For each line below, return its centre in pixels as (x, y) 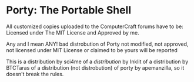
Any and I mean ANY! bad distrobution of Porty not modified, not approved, (97, 44)
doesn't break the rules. (35, 74)
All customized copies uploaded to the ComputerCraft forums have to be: (95, 26)
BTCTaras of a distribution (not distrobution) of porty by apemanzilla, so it (95, 67)
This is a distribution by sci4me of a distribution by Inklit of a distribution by (97, 61)
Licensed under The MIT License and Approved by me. (73, 32)
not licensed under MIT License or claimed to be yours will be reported (92, 50)
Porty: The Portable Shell (69, 10)
